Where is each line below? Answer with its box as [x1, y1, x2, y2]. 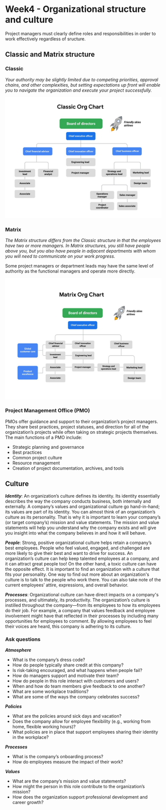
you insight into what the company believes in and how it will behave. [5, 530, 147, 536]
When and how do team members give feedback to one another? [12, 683, 145, 689]
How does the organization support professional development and [12, 794, 148, 800]
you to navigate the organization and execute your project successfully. [5, 87, 152, 93]
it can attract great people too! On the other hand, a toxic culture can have [5, 560, 157, 566]
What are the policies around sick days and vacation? [12, 713, 122, 719]
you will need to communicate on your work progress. [5, 253, 115, 260]
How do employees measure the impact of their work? [12, 759, 123, 765]
